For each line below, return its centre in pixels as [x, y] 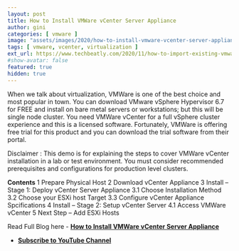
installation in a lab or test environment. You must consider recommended [116, 160]
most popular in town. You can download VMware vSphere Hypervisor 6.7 [116, 101]
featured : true [30, 67]
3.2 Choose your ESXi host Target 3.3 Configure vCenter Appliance [106, 198]
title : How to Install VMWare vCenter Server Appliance [92, 21]
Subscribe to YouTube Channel [64, 240]
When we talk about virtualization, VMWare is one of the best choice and [114, 94]
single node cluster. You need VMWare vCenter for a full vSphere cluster [114, 117]
